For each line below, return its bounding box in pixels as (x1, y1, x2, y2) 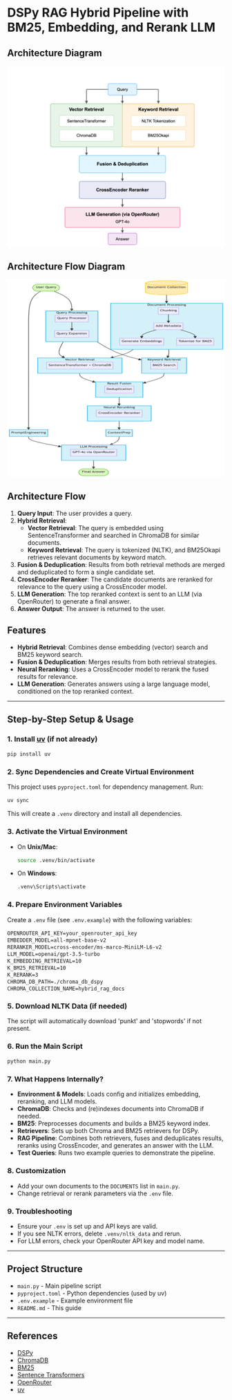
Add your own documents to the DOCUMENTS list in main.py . (17, 1182, 181, 1190)
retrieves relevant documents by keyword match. (27, 553, 167, 561)
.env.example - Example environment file (17, 1296, 133, 1305)
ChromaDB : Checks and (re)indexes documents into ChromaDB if (17, 1105, 204, 1113)
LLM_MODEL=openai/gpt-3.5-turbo (7, 951, 100, 958)
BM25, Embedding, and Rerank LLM (7, 19, 216, 35)
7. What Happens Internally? (7, 1074, 104, 1083)
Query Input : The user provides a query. (17, 509, 133, 517)
